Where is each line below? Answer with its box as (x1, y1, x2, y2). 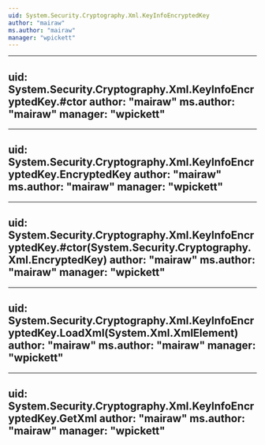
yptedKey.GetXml (8, 412, 97, 425)
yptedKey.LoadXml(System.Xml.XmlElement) (8, 326, 239, 340)
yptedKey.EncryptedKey (8, 168, 132, 182)
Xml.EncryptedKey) (8, 254, 108, 267)
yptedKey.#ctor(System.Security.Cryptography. (8, 241, 252, 255)
